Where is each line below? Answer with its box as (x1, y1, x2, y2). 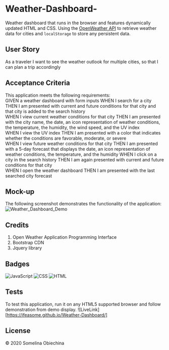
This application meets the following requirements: (5, 92, 110, 98)
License (5, 327, 31, 335)
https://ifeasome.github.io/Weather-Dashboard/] (7, 312, 107, 318)
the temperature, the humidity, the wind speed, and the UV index (5, 124, 140, 130)
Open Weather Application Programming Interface (12, 234, 117, 240)
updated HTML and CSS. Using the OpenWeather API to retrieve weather (5, 25, 157, 31)
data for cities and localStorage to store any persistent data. (5, 30, 131, 36)
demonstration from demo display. (5, 307, 77, 313)
